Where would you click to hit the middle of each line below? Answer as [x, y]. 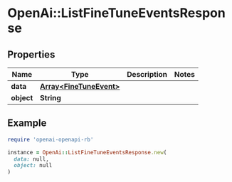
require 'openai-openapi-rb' [51, 139]
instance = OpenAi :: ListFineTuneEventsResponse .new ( [87, 152]
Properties [31, 54]
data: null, [32, 159]
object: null [33, 166]
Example [27, 123]
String [51, 98]
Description [147, 74]
